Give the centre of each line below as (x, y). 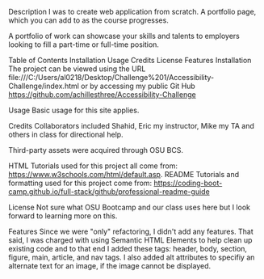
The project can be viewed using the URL (77, 69)
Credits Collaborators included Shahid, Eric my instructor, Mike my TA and (131, 126)
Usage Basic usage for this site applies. (74, 110)
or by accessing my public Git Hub (138, 86)
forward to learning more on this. (63, 216)
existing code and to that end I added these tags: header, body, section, (128, 249)
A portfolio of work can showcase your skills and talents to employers (124, 36)
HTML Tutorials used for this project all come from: (93, 166)
